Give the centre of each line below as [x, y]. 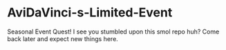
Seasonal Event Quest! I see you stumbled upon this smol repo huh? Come [113, 32]
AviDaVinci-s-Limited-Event [90, 13]
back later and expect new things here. [63, 38]
